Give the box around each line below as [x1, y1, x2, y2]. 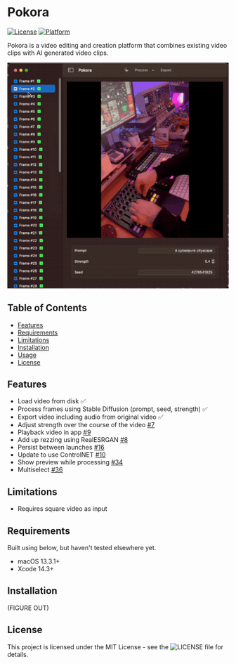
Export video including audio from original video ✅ [17, 412, 164, 422]
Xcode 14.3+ [17, 565, 54, 573]
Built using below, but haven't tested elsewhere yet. [7, 544, 157, 552]
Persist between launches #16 [17, 443, 105, 452]
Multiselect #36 [17, 465, 63, 474]
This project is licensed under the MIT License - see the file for [7, 642, 223, 651]
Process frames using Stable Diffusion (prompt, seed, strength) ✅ [17, 405, 209, 413]
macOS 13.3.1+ [17, 557, 60, 566]
